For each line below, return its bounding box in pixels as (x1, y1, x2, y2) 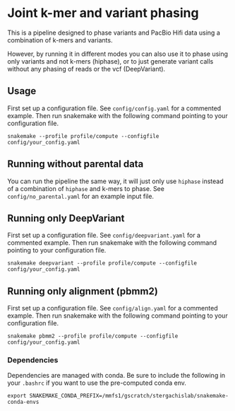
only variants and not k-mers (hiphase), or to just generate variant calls (7, 57, 214, 65)
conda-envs (7, 398, 40, 406)
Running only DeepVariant (7, 212, 125, 224)
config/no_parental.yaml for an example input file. (7, 192, 154, 200)
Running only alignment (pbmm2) (7, 285, 159, 297)
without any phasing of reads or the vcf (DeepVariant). (7, 64, 166, 73)
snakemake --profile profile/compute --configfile (7, 132, 159, 139)
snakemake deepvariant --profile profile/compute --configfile (7, 260, 198, 267)
